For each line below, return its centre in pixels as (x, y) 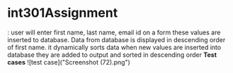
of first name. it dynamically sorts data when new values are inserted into (114, 47)
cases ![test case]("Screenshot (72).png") (69, 62)
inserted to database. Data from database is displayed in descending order (116, 39)
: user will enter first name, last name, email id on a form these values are (114, 32)
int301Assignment (63, 13)
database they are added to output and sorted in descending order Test (112, 55)
